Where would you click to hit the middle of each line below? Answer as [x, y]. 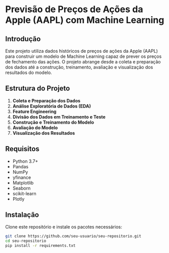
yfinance [22, 177]
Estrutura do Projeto [38, 88]
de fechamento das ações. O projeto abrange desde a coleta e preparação [83, 62]
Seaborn [22, 188]
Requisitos [22, 149]
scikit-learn [24, 193]
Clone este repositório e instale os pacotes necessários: [64, 227]
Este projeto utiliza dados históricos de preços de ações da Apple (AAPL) [82, 51]
